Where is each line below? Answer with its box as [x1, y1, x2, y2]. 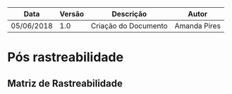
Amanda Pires [174, 21, 221, 30]
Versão [59, 9, 85, 18]
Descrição [111, 9, 147, 18]
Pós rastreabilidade [7, 49, 124, 66]
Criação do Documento [90, 21, 168, 30]
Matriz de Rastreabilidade [7, 77, 123, 89]
